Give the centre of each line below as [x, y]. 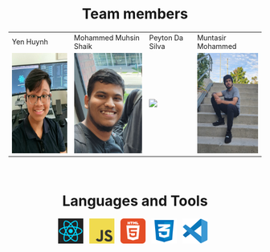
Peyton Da [166, 38]
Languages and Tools [135, 201]
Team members [135, 14]
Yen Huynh [30, 42]
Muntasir [211, 38]
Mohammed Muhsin [107, 38]
